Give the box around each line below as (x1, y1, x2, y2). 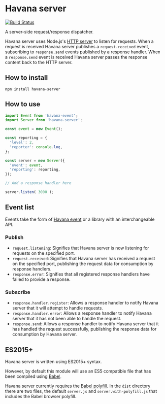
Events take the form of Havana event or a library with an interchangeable (5, 216, 155, 222)
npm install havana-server (5, 87, 61, 92)
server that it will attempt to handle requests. (12, 305, 103, 311)
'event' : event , (9, 163, 43, 168)
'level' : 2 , (9, 140, 34, 145)
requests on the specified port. (12, 250, 75, 256)
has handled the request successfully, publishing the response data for (12, 326, 157, 332)
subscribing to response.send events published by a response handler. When (5, 49, 161, 55)
